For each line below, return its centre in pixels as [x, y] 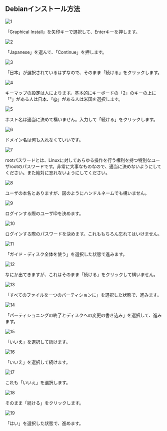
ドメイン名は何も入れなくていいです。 [44, 140]
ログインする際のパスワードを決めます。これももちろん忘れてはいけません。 [84, 234]
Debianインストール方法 [43, 9]
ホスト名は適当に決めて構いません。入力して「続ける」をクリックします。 [81, 119]
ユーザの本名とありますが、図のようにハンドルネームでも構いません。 [77, 193]
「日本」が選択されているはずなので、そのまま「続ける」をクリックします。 [84, 72]
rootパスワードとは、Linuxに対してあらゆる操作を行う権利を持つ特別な [78, 160]
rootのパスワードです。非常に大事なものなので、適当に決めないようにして [85, 166]
